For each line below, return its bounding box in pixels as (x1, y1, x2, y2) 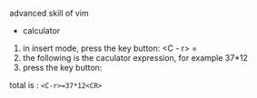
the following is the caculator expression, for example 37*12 (22, 53, 248, 63)
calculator (22, 25, 61, 35)
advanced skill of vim (9, 8, 89, 18)
